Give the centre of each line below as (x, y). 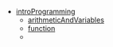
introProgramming (45, 12)
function (41, 28)
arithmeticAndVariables (66, 20)
